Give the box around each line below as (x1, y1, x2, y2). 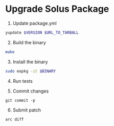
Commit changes (12, 88, 49, 94)
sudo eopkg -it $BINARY (5, 68, 56, 74)
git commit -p (5, 98, 36, 103)
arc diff (5, 117, 24, 122)
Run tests (12, 78, 33, 84)
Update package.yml (12, 20, 57, 26)
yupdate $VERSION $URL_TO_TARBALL (5, 30, 79, 35)
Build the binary (12, 39, 46, 45)
